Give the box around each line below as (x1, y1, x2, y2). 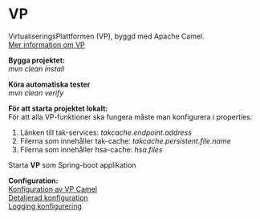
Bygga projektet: (8, 55, 66, 65)
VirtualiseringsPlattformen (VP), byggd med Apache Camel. (8, 31, 205, 41)
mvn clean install (8, 63, 65, 73)
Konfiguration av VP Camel (8, 184, 98, 193)
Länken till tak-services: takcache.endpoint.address (19, 128, 193, 137)
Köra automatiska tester (8, 79, 91, 89)
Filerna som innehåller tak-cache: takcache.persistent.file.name (19, 136, 231, 145)
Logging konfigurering (8, 201, 82, 211)
